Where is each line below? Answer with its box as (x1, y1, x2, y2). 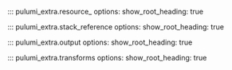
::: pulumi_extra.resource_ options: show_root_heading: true (7, 7, 204, 16)
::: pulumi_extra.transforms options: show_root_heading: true (7, 53, 207, 62)
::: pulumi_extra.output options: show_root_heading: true (7, 37, 193, 47)
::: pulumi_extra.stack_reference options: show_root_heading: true (7, 22, 225, 31)
